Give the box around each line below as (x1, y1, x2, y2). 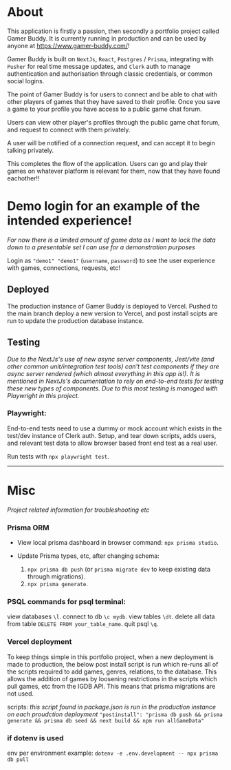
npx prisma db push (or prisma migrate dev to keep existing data (27, 565, 211, 574)
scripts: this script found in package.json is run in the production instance (7, 703, 217, 711)
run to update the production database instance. (7, 316, 144, 324)
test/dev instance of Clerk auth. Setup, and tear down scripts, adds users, (7, 431, 217, 439)
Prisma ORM (7, 523, 49, 532)
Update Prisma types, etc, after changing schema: (16, 552, 159, 560)
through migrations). (27, 572, 86, 581)
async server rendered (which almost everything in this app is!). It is (7, 369, 201, 377)
